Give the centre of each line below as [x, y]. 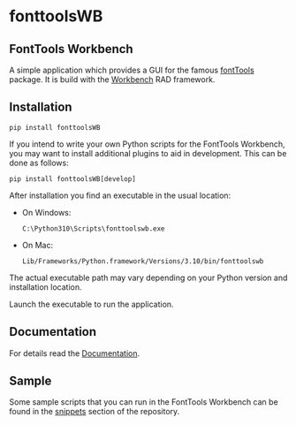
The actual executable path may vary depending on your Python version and [148, 277]
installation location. [46, 287]
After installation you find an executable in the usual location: [120, 195]
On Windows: [46, 212]
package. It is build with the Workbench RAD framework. [112, 80]
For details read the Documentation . [75, 353]
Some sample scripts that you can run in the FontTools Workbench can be [144, 402]
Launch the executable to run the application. [91, 304]
